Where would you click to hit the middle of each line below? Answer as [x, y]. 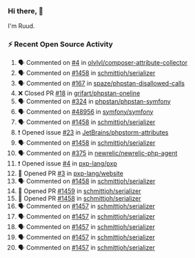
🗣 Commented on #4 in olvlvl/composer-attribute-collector [103, 62]
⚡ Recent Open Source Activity [60, 44]
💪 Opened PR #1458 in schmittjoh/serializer [80, 198]
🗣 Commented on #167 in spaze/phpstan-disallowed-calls [101, 83]
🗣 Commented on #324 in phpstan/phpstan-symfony [94, 101]
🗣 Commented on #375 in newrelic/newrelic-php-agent [97, 153]
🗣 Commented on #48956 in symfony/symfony [85, 111]
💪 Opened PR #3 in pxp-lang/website [70, 173]
